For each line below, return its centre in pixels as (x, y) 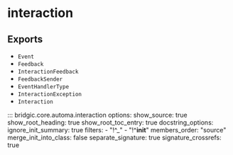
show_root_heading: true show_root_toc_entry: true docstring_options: (110, 122)
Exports (25, 39)
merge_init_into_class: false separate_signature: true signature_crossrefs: (114, 137)
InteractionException (49, 94)
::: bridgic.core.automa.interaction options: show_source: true (97, 115)
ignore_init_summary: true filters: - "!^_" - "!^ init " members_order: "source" (117, 130)
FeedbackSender (40, 79)
